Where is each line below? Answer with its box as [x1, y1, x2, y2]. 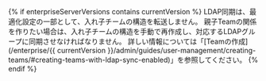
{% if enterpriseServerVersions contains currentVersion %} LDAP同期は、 [8, 7, 250, 16]
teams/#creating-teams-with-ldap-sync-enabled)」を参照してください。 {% [8, 55, 259, 64]
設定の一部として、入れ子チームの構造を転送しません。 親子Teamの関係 [21, 17, 257, 26]
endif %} [8, 64, 37, 73]
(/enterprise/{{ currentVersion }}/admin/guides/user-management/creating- [8, 46, 256, 55]
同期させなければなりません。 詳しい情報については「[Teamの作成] [29, 37, 249, 46]
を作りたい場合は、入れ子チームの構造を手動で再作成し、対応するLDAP [8, 27, 242, 36]
